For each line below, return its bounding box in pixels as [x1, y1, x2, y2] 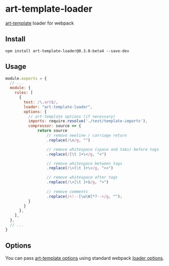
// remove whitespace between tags [46, 161, 123, 166]
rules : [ [14, 90, 33, 95]
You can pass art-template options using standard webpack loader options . [5, 255, 164, 261]
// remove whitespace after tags [46, 175, 118, 180]
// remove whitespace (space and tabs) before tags [46, 147, 159, 152]
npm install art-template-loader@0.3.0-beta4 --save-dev [5, 48, 130, 54]
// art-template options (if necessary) [28, 114, 116, 119]
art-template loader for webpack [5, 20, 74, 26]
